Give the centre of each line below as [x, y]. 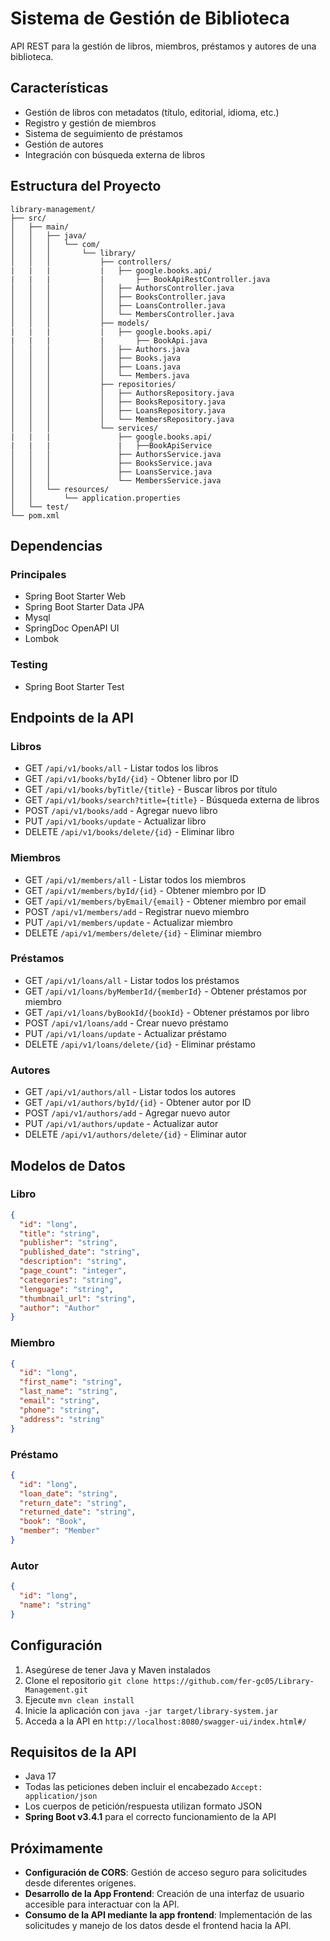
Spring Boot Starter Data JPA [84, 607]
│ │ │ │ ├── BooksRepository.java [118, 402]
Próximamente [57, 1848]
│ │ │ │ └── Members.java [100, 375]
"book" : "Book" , [53, 1522]
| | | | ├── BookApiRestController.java [140, 279]
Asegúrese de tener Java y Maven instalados [117, 1669]
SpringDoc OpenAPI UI [72, 628]
